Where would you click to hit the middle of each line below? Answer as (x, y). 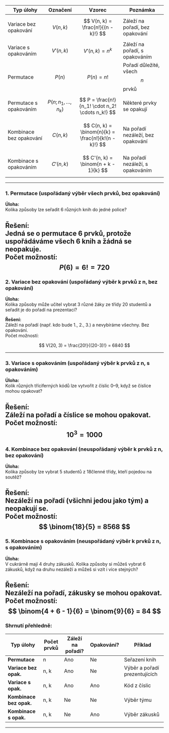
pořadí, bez (136, 27)
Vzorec (98, 10)
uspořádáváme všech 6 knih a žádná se (68, 241)
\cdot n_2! (104, 106)
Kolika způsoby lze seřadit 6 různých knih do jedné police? (66, 210)
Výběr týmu (138, 700)
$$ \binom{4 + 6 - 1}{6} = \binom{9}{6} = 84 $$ (84, 611)
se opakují (135, 109)
